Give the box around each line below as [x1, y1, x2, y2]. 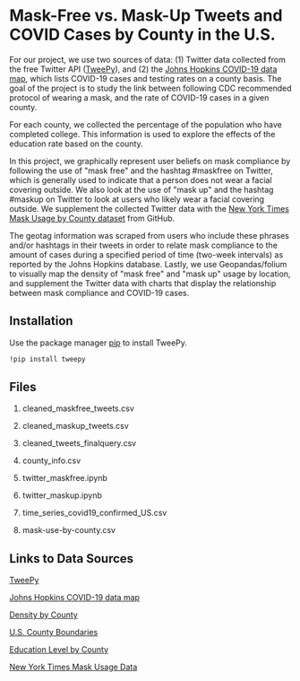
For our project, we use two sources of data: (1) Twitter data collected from [9, 54, 287, 65]
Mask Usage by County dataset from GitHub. [9, 213, 176, 223]
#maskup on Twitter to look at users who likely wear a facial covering [9, 194, 265, 205]
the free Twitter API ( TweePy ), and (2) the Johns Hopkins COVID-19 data [9, 64, 278, 74]
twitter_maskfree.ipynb [21, 473, 107, 484]
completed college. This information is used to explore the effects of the [9, 128, 276, 139]
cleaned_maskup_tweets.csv [21, 421, 130, 432]
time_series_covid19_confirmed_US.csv [21, 508, 167, 519]
